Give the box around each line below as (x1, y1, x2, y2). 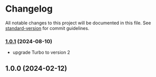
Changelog (5, 3, 53, 15)
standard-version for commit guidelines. (5, 25, 89, 31)
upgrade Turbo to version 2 (12, 49, 70, 56)
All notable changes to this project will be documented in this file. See (5, 20, 151, 26)
